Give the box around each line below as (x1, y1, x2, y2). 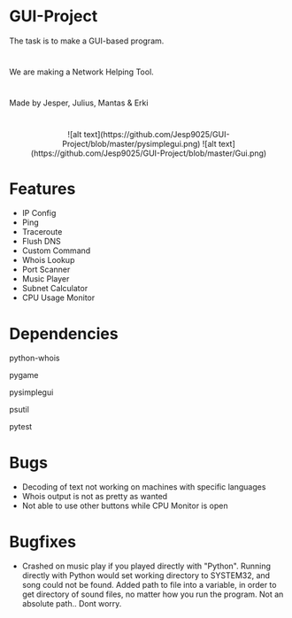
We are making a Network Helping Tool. (9, 66, 155, 77)
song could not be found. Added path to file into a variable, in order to (21, 580, 277, 591)
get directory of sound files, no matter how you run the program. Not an (21, 589, 284, 599)
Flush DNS (21, 236, 61, 247)
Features (9, 179, 76, 198)
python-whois (9, 352, 60, 364)
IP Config (21, 208, 57, 219)
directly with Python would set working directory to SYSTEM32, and (21, 570, 271, 581)
